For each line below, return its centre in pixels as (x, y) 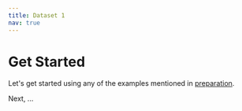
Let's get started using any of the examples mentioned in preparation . (121, 83)
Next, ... (21, 98)
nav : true (24, 23)
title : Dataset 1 (37, 15)
